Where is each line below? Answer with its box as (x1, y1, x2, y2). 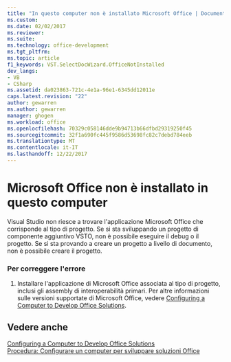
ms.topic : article (7, 55, 60, 62)
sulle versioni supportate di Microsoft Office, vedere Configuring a (16, 294, 205, 302)
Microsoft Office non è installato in (7, 180, 208, 196)
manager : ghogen (7, 112, 54, 119)
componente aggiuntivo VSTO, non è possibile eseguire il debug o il (7, 231, 199, 240)
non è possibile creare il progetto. (7, 247, 102, 255)
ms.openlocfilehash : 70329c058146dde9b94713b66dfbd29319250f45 (7, 125, 192, 132)
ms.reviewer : (7, 29, 45, 36)
